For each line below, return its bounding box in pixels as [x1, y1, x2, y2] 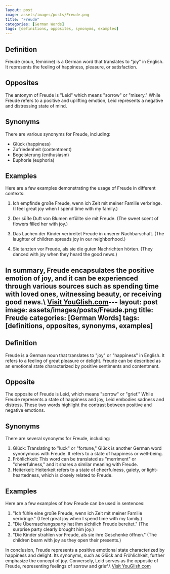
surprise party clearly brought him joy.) [12, 526, 95, 532]
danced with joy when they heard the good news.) [12, 252, 117, 258]
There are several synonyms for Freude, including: [5, 436, 110, 442]
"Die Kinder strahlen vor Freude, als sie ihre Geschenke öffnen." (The [12, 532, 157, 538]
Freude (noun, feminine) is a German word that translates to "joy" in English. [5, 58, 164, 64]
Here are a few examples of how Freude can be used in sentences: [5, 500, 145, 507]
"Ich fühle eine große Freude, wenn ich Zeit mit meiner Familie [12, 510, 143, 516]
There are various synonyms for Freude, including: [5, 131, 111, 137]
